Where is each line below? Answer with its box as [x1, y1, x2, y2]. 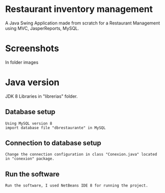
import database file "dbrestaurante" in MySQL [5, 125, 106, 130]
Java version [5, 77, 60, 88]
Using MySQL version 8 [5, 121, 52, 126]
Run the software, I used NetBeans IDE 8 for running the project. [5, 183, 149, 188]
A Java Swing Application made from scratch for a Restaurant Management [5, 20, 161, 26]
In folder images [5, 59, 39, 65]
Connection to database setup [5, 139, 101, 148]
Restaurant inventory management [5, 3, 153, 15]
